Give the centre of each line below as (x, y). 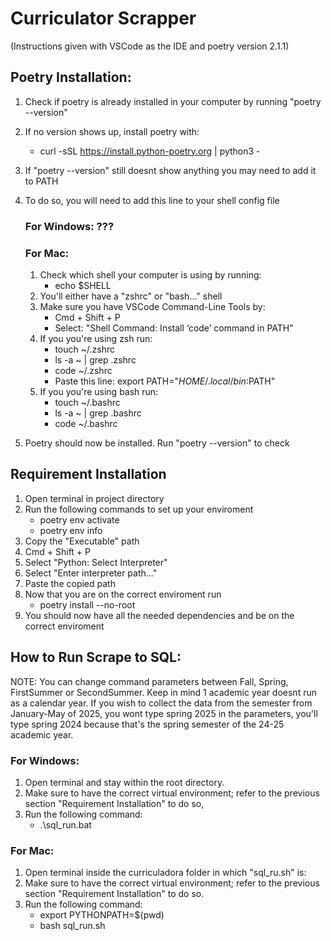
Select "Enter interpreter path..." (91, 573)
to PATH (41, 181)
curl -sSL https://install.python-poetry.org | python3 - (150, 151)
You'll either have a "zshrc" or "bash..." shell (131, 296)
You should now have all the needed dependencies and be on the (159, 615)
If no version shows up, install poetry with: (112, 131)
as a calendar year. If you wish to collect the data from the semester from (161, 703)
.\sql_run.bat (65, 824)
